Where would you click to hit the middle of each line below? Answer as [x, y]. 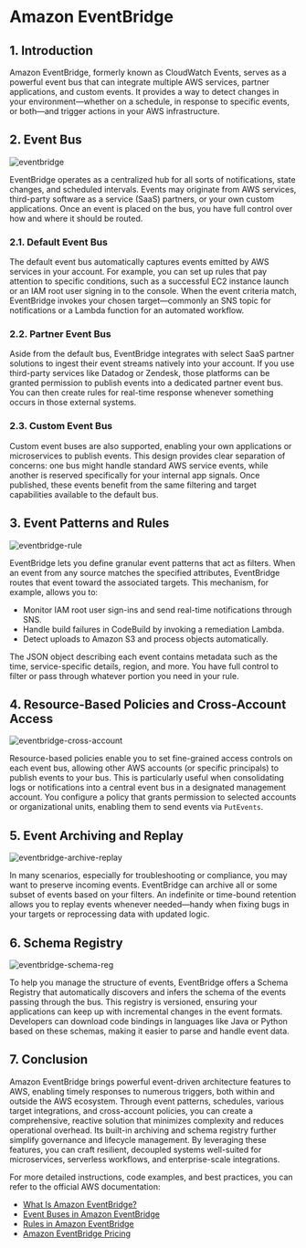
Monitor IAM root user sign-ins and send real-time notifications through [157, 610]
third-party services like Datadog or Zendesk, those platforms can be [140, 373]
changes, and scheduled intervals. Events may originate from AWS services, [153, 189]
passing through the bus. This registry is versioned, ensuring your [133, 1002]
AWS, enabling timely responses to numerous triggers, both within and [142, 1091]
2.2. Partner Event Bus [60, 334]
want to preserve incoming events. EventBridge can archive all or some [143, 885]
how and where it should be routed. [76, 218]
